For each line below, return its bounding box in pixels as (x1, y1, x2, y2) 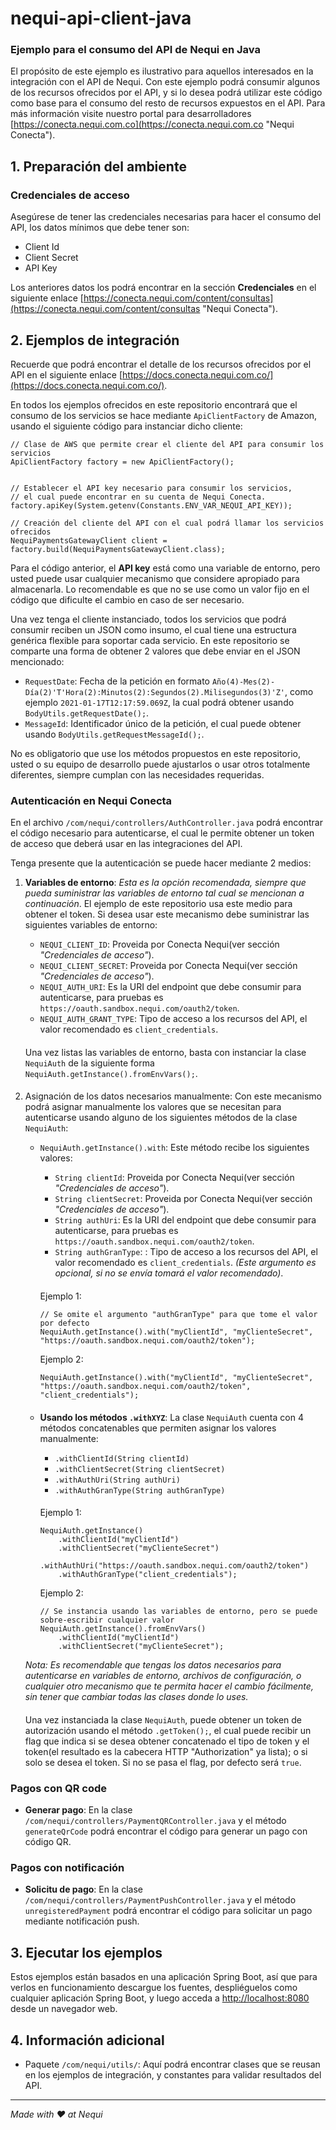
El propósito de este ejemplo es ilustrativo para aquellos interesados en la (10, 65, 314, 77)
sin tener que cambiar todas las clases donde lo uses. (24, 1691, 249, 1703)
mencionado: (10, 655, 65, 667)
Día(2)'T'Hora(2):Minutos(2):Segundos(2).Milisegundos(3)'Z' (24, 687, 286, 697)
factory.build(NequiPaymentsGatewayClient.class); (10, 544, 226, 554)
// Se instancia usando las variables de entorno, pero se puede (39, 1607, 318, 1617)
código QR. (24, 1836, 72, 1848)
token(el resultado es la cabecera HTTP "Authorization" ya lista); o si (24, 1745, 308, 1757)
